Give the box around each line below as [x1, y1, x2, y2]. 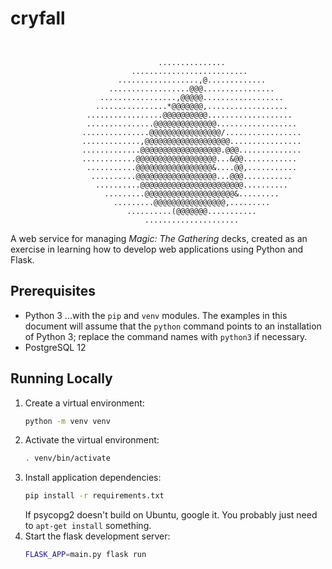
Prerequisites [10, 283, 96, 300]
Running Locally [10, 370, 113, 387]
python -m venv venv [24, 416, 111, 426]
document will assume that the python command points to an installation [24, 320, 322, 332]
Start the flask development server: [24, 530, 171, 542]
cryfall [10, 7, 66, 30]
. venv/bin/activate [24, 453, 111, 464]
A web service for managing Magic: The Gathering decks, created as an [10, 232, 308, 244]
